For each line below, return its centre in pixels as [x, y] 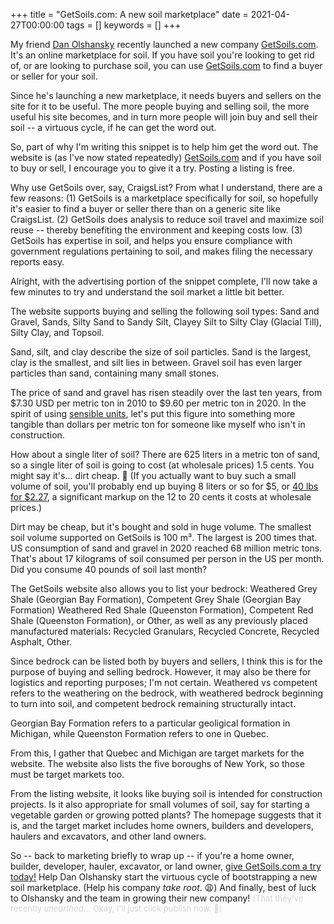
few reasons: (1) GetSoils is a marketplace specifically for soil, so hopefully [164, 198]
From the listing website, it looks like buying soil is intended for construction [166, 793]
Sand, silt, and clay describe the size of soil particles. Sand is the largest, [161, 352]
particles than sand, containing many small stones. [115, 373]
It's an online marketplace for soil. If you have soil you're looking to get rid [162, 55]
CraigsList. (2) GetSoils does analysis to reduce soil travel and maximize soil [167, 219]
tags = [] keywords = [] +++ [124, 25]
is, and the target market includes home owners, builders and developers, [162, 825]
